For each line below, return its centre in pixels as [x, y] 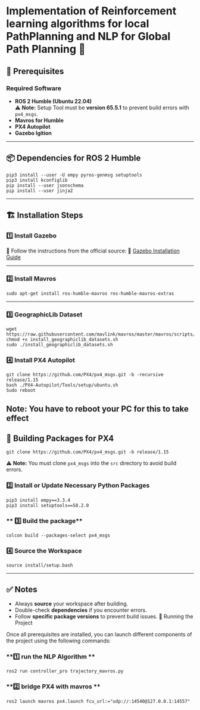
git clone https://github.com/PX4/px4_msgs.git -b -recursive [85, 375]
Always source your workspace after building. [71, 604]
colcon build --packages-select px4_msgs [58, 536]
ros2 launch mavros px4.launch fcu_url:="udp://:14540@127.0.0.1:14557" [98, 701]
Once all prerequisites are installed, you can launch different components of [99, 635]
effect [18, 418]
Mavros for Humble [39, 120]
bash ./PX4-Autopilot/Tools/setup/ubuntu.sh [62, 385]
